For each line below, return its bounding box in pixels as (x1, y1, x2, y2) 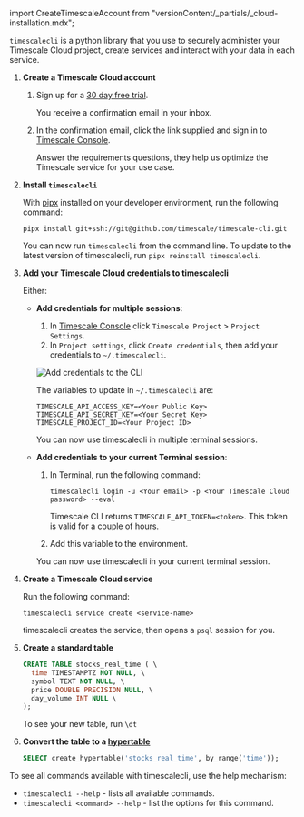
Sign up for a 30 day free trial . (35, 90, 149, 100)
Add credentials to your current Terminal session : (35, 452, 228, 462)
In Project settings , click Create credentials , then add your (49, 340, 279, 350)
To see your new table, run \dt (22, 719, 138, 730)
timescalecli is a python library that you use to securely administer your (9, 35, 280, 45)
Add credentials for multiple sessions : (35, 303, 183, 313)
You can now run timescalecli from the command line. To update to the (22, 240, 292, 251)
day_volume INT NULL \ (31, 693, 117, 703)
